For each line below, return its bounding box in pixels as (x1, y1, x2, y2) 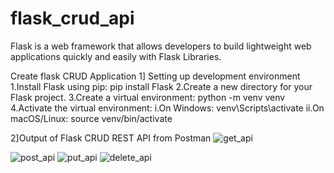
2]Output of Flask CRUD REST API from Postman (10, 132, 212, 144)
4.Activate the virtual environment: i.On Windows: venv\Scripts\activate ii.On (10, 102, 325, 114)
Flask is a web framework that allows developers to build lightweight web (10, 40, 312, 52)
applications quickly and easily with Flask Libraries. (10, 50, 222, 62)
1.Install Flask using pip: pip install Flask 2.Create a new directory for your (10, 80, 313, 92)
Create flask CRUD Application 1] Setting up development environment (10, 70, 301, 82)
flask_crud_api (10, 7, 135, 30)
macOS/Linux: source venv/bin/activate (10, 112, 173, 124)
